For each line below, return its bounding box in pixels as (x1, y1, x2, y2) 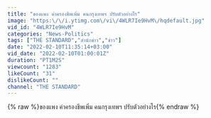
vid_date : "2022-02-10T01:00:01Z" (7, 50, 110, 58)
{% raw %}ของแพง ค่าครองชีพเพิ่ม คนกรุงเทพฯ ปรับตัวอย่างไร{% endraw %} (7, 102, 200, 111)
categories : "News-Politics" (7, 30, 94, 38)
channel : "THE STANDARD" (7, 83, 81, 90)
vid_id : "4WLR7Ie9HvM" (7, 23, 75, 31)
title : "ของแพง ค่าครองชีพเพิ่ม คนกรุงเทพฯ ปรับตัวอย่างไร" (7, 10, 141, 18)
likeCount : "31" (7, 70, 55, 77)
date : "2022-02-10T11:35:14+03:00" (7, 43, 113, 50)
